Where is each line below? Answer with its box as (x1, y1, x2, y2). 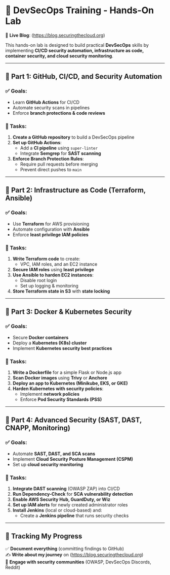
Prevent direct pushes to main (20, 166, 82, 172)
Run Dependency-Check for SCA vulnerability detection (12, 491, 133, 497)
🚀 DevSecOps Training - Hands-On (5, 5, 154, 16)
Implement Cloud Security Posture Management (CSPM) (12, 456, 133, 462)
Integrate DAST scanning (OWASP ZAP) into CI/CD (12, 485, 120, 492)
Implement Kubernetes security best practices (12, 345, 112, 351)
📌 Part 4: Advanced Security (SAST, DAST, (5, 416, 142, 425)
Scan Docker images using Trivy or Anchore (12, 374, 108, 380)
